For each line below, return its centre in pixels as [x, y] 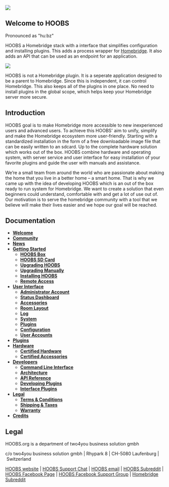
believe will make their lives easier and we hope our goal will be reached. [81, 205]
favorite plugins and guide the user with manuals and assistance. [73, 163]
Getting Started [29, 249]
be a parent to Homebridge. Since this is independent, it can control [76, 80]
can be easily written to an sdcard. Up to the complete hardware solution [81, 146]
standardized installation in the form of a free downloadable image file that [83, 141]
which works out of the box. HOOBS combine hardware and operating [78, 152]
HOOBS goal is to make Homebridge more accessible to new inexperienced [84, 125]
